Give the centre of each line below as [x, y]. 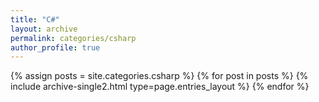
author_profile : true [55, 47]
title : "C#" [35, 19]
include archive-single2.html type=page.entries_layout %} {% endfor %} [160, 87]
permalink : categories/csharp [73, 38]
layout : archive [44, 29]
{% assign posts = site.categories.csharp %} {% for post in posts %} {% [159, 76]
